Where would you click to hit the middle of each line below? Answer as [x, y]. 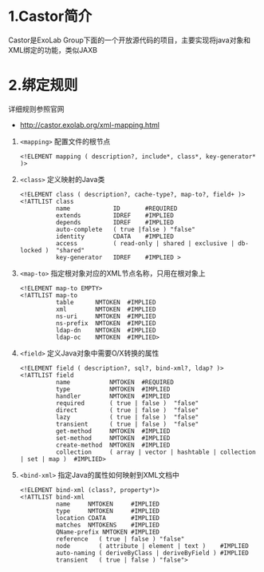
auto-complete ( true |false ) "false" [125, 229]
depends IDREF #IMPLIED [114, 222]
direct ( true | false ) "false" [127, 410]
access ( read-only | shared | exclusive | [145, 243]
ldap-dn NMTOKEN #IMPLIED [106, 330]
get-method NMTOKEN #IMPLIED [113, 431]
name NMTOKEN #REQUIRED [114, 382]
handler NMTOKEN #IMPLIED [113, 396]
